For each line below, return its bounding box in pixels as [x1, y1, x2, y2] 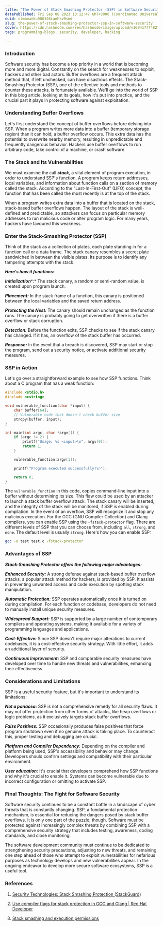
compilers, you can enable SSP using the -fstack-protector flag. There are [5, 519, 156, 525]
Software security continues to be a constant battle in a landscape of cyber [5, 802, 156, 808]
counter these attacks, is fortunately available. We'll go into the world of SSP [5, 87, 158, 93]
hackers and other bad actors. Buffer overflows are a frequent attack [5, 72, 143, 77]
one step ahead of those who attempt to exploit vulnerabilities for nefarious [5, 852, 156, 858]
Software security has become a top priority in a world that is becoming [5, 61, 148, 67]
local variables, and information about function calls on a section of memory [5, 180, 158, 186]
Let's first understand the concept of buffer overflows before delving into [5, 120, 151, 127]
